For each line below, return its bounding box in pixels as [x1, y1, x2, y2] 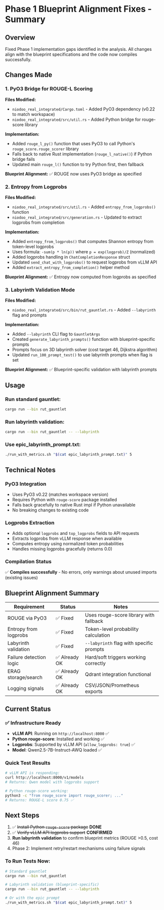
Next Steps [5, 811, 40, 820]
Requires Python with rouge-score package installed [12, 496, 117, 502]
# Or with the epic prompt [5, 896, 60, 901]
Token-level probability [85, 626, 139, 633]
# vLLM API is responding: [5, 771, 60, 776]
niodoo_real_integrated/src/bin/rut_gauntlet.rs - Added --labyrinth [12, 307, 156, 313]
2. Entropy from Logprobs [5, 183, 67, 190]
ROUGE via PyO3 [7, 615, 47, 621]
